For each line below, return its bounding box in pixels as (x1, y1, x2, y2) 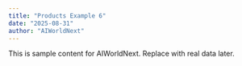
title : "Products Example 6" (8, 11, 106, 20)
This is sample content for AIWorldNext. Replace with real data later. (8, 49, 236, 59)
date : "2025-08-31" (8, 19, 74, 27)
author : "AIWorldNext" (8, 27, 85, 35)
